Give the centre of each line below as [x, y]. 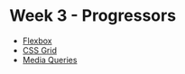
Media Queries [50, 60]
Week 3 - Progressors [93, 16]
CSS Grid [39, 50]
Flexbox [37, 41]
